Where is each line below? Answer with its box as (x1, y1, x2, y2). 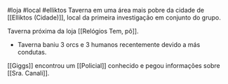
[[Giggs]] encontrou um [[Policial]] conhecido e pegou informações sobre (7, 62, 220, 69)
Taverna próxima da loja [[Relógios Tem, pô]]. (7, 27, 139, 35)
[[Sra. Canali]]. (7, 69, 50, 77)
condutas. (17, 48, 47, 56)
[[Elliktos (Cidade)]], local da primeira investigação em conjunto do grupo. (7, 13, 221, 22)
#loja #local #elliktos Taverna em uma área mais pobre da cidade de (7, 6, 205, 14)
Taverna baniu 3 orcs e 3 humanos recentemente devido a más (17, 41, 201, 48)
